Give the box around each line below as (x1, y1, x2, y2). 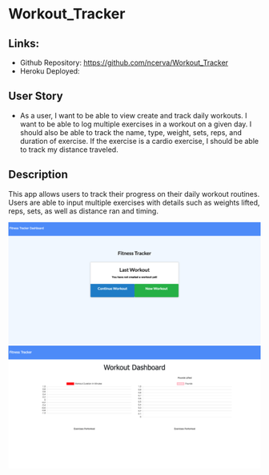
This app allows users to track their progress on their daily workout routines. (8, 189, 260, 198)
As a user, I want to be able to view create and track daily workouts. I (19, 110, 247, 120)
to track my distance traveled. (19, 145, 118, 154)
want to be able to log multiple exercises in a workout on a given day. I (19, 119, 252, 129)
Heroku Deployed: (19, 66, 80, 76)
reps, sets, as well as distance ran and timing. (8, 206, 159, 216)
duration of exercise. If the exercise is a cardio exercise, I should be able (19, 136, 259, 146)
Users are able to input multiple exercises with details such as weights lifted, (8, 198, 260, 207)
